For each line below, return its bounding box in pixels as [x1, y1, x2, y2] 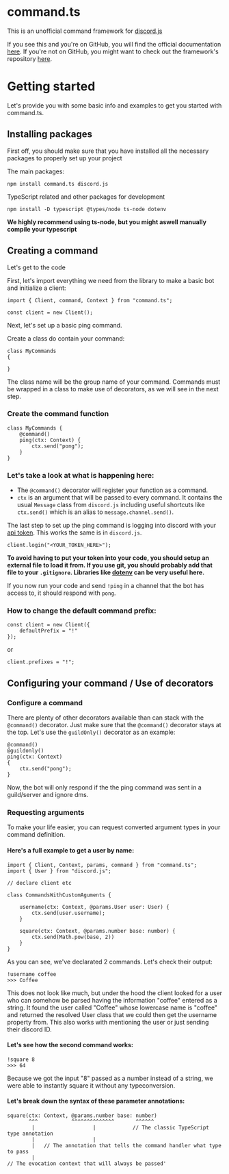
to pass [7, 1148, 29, 1155]
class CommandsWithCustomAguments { [7, 892, 111, 898]
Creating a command [7, 245, 98, 257]
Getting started [7, 79, 96, 95]
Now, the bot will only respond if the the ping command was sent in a [7, 783, 202, 792]
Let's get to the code [7, 263, 66, 271]
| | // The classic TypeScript [31, 1124, 210, 1131]
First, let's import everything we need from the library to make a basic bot [7, 276, 215, 284]
